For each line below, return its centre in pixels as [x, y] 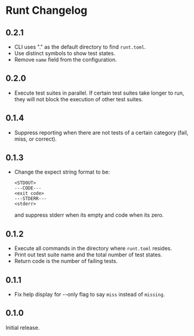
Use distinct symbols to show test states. [65, 53]
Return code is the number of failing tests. [66, 261]
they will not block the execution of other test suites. [78, 99]
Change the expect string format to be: [62, 172]
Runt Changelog [47, 10]
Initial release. [23, 328]
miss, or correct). [36, 139]
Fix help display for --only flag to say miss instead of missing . [90, 295]
